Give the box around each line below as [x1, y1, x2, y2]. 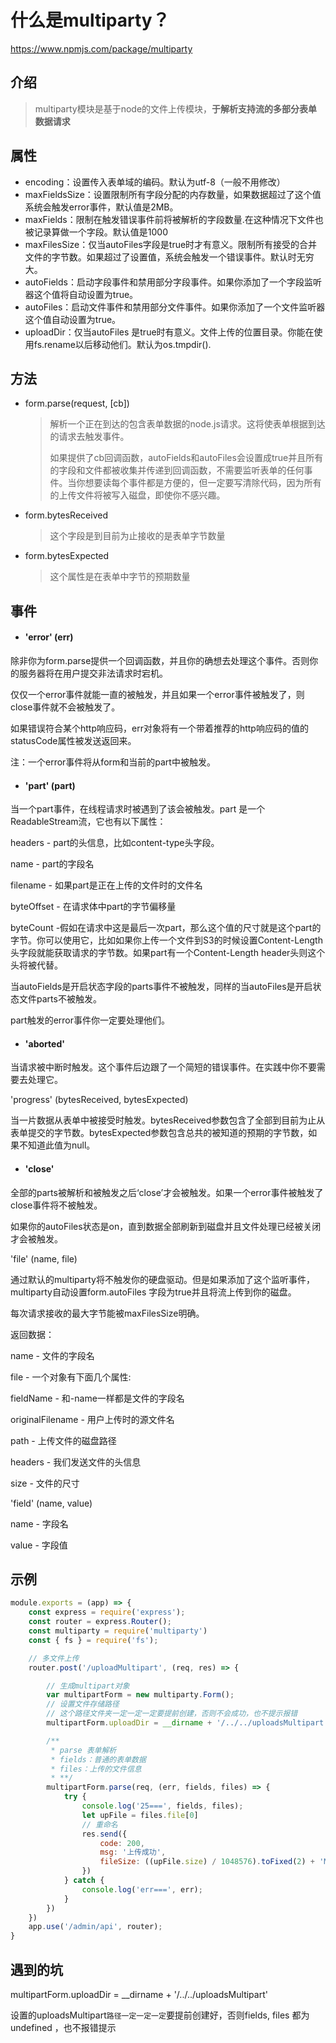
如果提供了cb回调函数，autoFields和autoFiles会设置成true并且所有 [49, 452, 324, 464]
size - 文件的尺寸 [10, 1477, 80, 1489]
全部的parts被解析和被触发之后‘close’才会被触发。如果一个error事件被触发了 [10, 1186, 324, 1198]
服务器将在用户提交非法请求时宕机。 [18, 667, 168, 679]
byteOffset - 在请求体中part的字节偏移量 [10, 901, 177, 913]
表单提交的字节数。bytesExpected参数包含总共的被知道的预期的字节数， [10, 1127, 309, 1139]
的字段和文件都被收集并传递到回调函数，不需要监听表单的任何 [49, 464, 305, 476]
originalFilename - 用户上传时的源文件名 [10, 1413, 175, 1425]
